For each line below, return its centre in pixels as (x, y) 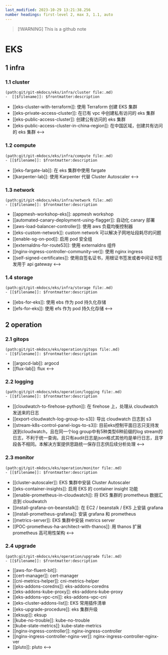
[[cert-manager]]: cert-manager (45, 575)
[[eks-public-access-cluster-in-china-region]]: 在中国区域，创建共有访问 (88, 126)
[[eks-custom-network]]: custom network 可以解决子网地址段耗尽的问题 (87, 233)
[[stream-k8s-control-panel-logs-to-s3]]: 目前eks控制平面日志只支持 (83, 425)
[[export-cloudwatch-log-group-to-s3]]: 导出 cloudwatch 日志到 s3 (82, 419)
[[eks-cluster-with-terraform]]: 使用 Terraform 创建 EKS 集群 (75, 107)
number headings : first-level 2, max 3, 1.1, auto (59, 15)
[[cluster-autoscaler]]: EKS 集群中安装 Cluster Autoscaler (71, 482)
